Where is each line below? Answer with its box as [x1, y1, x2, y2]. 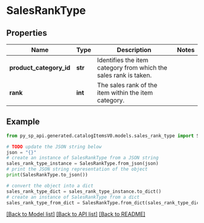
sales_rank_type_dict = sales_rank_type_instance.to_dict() [6, 188, 162, 195]
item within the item [97, 88, 153, 97]
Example [6, 116, 40, 127]
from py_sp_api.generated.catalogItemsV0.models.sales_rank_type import [6, 133, 194, 139]
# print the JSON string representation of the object [6, 166, 148, 173]
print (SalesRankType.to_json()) [6, 172, 88, 178]
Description [117, 46, 152, 54]
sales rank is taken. [97, 71, 152, 79]
